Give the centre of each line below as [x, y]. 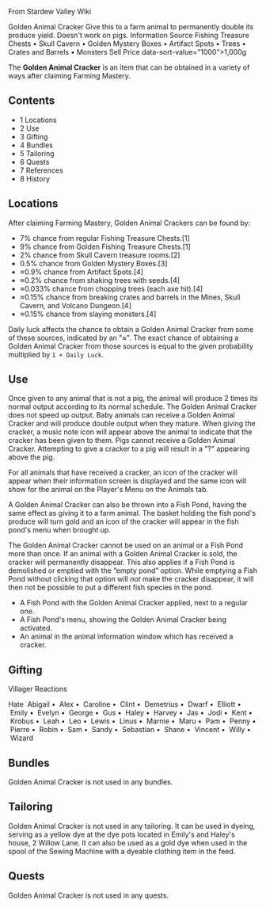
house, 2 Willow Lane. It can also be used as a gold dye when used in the [128, 842]
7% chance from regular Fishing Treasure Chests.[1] [104, 238]
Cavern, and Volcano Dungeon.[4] [76, 305]
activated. [36, 628]
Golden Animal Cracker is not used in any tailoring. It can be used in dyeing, [132, 826]
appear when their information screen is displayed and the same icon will [127, 481]
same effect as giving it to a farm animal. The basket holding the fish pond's [132, 513]
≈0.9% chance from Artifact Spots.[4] [82, 272]
